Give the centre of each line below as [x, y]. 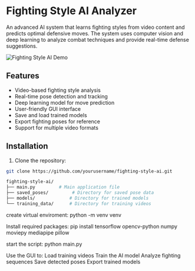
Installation [27, 146]
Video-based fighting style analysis [58, 90]
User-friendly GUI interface [48, 109]
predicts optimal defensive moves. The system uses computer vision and [95, 33]
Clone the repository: [40, 160]
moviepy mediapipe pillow [38, 232]
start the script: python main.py [44, 244]
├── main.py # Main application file [63, 187]
